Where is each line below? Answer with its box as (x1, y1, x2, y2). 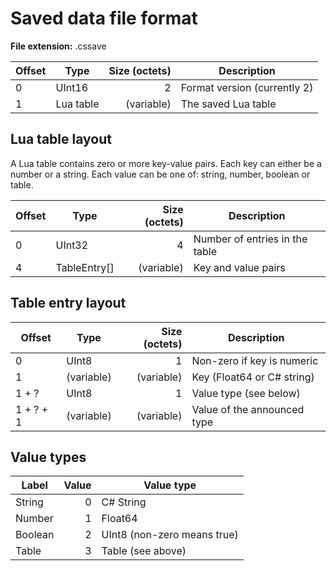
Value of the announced (191, 402, 305, 416)
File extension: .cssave (10, 40, 107, 52)
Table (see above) (101, 544, 187, 558)
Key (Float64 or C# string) (191, 370, 315, 384)
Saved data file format (10, 7, 198, 30)
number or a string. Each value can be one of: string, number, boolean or (10, 168, 311, 180)
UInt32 (55, 238, 89, 252)
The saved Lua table (180, 97, 277, 111)
